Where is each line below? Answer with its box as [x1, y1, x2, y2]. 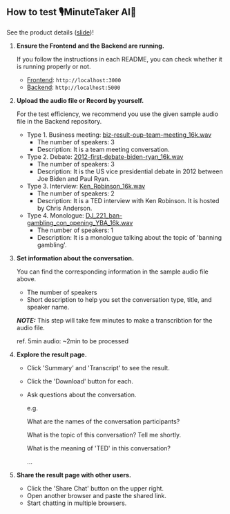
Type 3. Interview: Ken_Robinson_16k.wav [26, 182, 146, 190]
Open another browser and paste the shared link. [26, 491, 167, 499]
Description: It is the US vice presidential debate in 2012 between [37, 167, 223, 175]
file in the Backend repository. [16, 117, 102, 125]
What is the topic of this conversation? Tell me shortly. [26, 430, 182, 439]
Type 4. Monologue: [26, 211, 84, 220]
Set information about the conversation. [16, 254, 134, 262]
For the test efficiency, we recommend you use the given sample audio [16, 110, 219, 118]
